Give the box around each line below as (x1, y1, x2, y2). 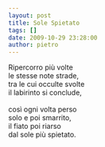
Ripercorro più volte (8, 62, 73, 72)
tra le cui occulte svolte (8, 80, 85, 89)
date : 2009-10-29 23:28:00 (8, 33, 98, 42)
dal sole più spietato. (8, 130, 77, 139)
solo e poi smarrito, (8, 113, 72, 122)
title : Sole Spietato (8, 19, 80, 27)
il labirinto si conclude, (8, 88, 82, 97)
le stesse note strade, (8, 71, 80, 81)
